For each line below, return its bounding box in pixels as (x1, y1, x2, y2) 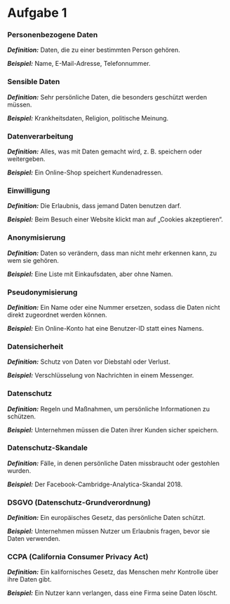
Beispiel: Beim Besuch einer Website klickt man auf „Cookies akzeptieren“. (7, 215, 223, 224)
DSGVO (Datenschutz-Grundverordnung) (7, 497, 151, 507)
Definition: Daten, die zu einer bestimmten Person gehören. (7, 46, 181, 54)
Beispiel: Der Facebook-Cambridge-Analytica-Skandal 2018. (7, 480, 183, 488)
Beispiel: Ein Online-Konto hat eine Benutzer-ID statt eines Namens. (7, 324, 204, 332)
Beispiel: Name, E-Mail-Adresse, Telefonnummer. (7, 60, 151, 68)
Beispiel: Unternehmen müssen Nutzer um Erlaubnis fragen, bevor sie (7, 527, 210, 535)
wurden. (7, 466, 32, 474)
